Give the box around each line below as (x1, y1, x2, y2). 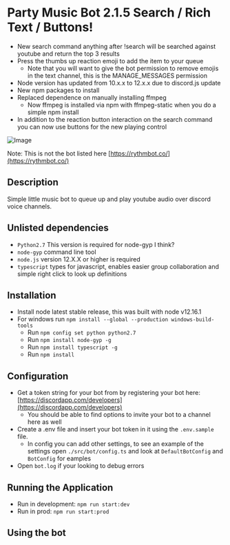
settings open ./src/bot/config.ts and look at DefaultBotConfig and (27, 447, 224, 456)
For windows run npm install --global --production (17, 315, 169, 323)
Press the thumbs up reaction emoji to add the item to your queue (17, 56, 204, 65)
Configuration (7, 370, 69, 382)
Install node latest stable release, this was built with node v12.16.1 (17, 308, 202, 316)
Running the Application (7, 482, 114, 493)
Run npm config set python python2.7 (27, 328, 136, 336)
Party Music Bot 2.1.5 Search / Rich (7, 5, 211, 21)
